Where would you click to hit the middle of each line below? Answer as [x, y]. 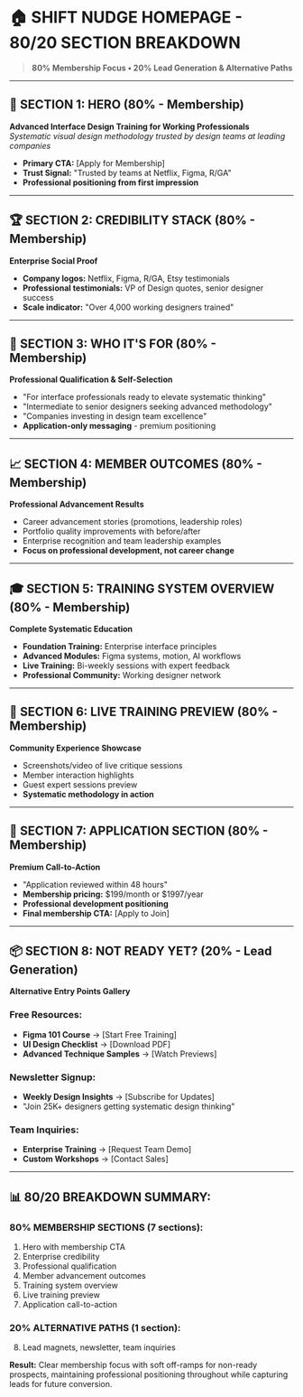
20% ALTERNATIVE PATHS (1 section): [95, 1327]
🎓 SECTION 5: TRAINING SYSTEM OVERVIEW [142, 588]
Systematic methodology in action [88, 794]
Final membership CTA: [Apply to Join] [96, 913]
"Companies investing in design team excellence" [115, 416]
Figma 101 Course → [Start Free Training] [100, 1034]
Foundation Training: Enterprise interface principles [119, 646]
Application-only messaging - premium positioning [119, 426]
